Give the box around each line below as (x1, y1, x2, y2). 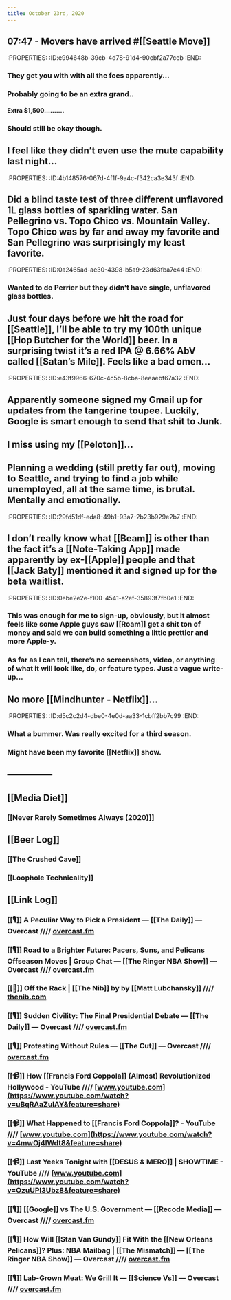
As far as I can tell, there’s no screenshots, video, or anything (7, 655, 216, 664)
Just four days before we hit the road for (7, 312, 184, 324)
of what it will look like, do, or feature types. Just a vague (7, 664, 201, 673)
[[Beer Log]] (7, 834, 60, 846)
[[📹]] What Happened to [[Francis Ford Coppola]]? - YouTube (7, 1118, 216, 1128)
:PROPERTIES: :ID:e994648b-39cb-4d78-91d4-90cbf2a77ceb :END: (7, 54, 201, 62)
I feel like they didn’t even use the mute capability (7, 145, 224, 157)
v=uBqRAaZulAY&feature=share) (7, 1099, 120, 1109)
